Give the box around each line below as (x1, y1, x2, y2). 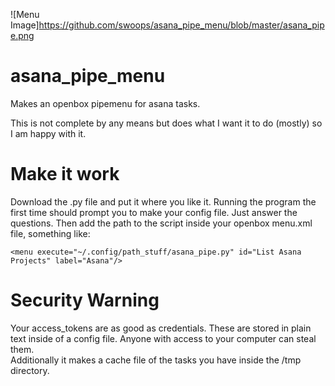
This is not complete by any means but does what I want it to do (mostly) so (10, 117, 323, 129)
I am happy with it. (10, 127, 87, 139)
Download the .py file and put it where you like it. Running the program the (10, 195, 317, 208)
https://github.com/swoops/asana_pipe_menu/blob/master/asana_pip (38, 19, 325, 31)
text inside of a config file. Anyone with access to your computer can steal (10, 332, 317, 344)
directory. (10, 364, 50, 376)
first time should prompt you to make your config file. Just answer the (10, 206, 298, 218)
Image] (10, 19, 40, 31)
